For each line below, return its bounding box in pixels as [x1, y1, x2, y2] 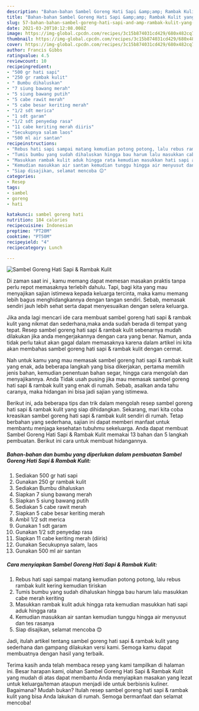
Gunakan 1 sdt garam [15, 522, 67, 530]
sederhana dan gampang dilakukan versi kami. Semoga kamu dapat [6, 644, 172, 651]
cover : [6, 42, 23, 48]
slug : [6, 20, 20, 25]
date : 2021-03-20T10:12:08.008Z [6, 25, 86, 31]
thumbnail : [6, 36, 34, 42]
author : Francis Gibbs [6, 47, 63, 53]
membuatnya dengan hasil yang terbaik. [6, 650, 105, 657]
